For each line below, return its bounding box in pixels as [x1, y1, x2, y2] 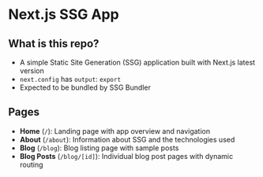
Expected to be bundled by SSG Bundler [19, 83, 152, 92]
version [19, 66, 45, 76]
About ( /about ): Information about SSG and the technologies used [19, 135, 235, 144]
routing [19, 160, 43, 169]
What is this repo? [8, 37, 100, 50]
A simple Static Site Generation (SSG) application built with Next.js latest [19, 57, 255, 67]
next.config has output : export [19, 75, 121, 83]
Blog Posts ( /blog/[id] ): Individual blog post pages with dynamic [19, 151, 234, 160]
